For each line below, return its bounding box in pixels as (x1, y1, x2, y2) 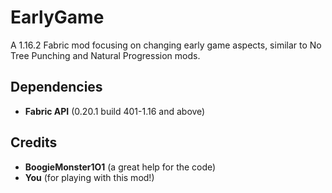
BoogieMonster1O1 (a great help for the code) (24, 161, 217, 173)
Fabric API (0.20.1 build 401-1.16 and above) (24, 105, 206, 117)
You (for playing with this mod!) (24, 171, 155, 183)
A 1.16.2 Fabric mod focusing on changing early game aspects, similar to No (10, 39, 322, 51)
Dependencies (10, 79, 103, 96)
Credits (10, 134, 58, 151)
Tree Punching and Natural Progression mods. (10, 49, 201, 61)
